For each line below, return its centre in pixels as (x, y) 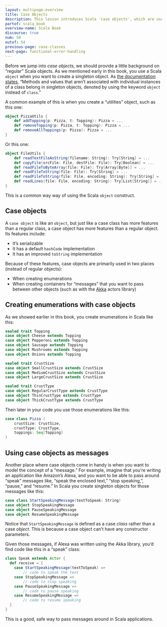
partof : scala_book (25, 24)
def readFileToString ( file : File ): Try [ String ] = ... (71, 172)
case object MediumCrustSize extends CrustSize (55, 373)
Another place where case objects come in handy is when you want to (77, 465)
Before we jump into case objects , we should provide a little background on (83, 66)
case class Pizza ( (25, 419)
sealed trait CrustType (30, 386)
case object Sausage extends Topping (44, 345)
